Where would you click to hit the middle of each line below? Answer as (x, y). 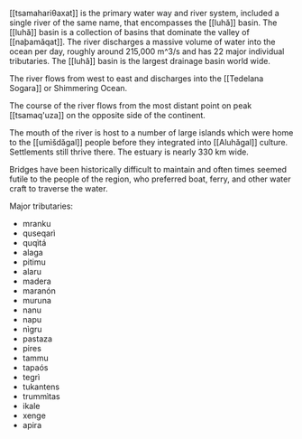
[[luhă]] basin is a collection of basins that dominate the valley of (129, 32)
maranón (39, 291)
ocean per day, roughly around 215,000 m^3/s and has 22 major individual (147, 51)
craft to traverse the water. (59, 188)
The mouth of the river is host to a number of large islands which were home (151, 133)
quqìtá (34, 243)
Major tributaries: (41, 206)
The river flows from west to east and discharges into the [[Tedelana (137, 79)
